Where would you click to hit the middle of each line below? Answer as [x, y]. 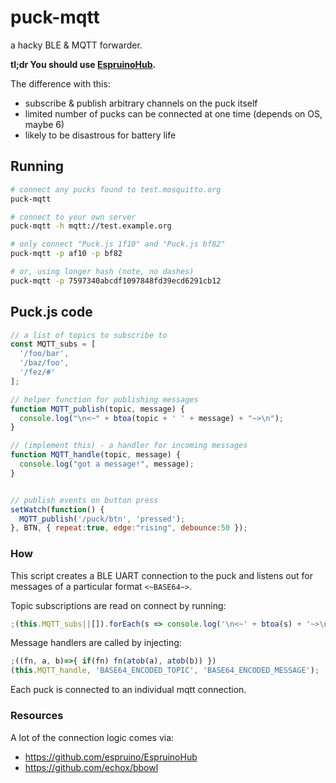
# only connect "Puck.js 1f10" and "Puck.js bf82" [118, 244]
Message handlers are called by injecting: [96, 643]
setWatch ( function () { [57, 509]
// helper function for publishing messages [104, 399]
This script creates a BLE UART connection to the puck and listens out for [161, 575]
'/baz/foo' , [44, 363]
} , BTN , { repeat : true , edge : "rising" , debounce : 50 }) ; [129, 528]
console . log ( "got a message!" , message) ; [107, 464]
